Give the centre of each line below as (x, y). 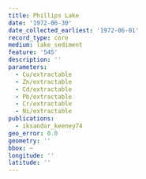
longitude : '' (32, 155)
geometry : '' (30, 141)
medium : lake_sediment (45, 45)
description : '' (35, 60)
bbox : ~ (21, 148)
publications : (32, 119)
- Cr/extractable (44, 104)
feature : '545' (33, 52)
